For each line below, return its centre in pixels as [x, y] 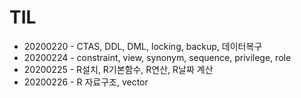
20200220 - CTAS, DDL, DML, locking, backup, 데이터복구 [143, 46]
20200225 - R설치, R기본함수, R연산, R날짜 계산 [118, 69]
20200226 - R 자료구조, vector [86, 82]
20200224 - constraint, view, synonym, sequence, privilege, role [157, 57]
